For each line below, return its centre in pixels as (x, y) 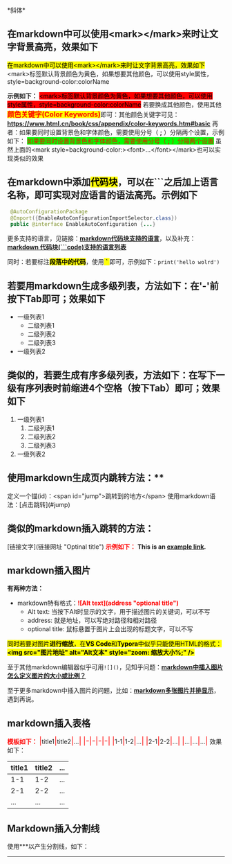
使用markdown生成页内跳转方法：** (86, 478)
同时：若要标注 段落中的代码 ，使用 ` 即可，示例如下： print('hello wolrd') (114, 262)
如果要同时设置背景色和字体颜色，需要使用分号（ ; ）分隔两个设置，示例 (122, 132)
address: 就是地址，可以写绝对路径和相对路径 (92, 620)
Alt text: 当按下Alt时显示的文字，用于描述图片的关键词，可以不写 (119, 612)
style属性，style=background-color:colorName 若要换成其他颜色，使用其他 (115, 104)
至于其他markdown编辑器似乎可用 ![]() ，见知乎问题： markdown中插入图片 (115, 667)
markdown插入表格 (49, 723)
